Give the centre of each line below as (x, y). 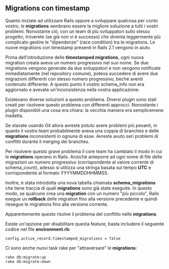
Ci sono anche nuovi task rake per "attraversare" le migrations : (71, 248)
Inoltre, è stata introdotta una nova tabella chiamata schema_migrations (80, 182)
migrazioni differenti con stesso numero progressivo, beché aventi (74, 79)
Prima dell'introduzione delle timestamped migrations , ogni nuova (74, 57)
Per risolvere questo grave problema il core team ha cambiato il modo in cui (84, 151)
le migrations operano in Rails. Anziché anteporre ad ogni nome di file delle (84, 157)
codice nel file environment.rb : (38, 229)
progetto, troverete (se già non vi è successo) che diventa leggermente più (83, 36)
